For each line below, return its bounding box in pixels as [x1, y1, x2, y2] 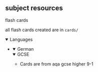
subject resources [5, 4, 63, 12]
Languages [9, 36, 33, 42]
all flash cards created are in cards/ [5, 27, 78, 33]
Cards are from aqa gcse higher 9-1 [19, 61, 93, 67]
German [17, 46, 34, 52]
